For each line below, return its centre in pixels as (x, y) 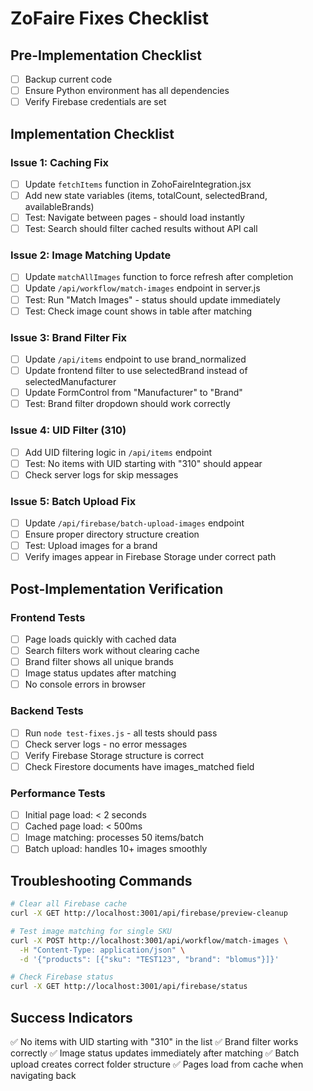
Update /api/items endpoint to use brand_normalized (135, 359)
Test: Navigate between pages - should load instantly (134, 217)
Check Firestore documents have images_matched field (139, 766)
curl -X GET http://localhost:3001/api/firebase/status (129, 987)
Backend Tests (47, 711)
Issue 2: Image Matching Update (91, 255)
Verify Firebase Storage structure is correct (114, 755)
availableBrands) (59, 206)
